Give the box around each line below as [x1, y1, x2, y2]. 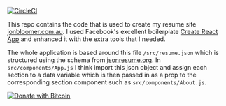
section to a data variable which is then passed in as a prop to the [7, 70, 197, 79]
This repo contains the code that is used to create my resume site [7, 20, 197, 28]
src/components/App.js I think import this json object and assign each [7, 63, 208, 71]
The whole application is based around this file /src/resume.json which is [7, 49, 219, 56]
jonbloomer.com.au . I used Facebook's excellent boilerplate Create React [7, 28, 218, 36]
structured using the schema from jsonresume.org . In [7, 56, 161, 64]
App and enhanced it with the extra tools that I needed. [7, 35, 166, 43]
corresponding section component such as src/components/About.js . [7, 78, 207, 86]
